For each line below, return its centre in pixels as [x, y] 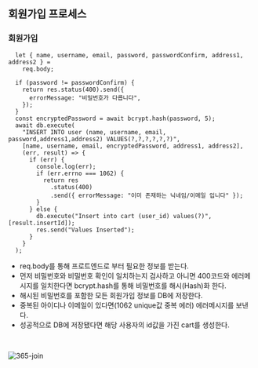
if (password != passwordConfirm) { [75, 82]
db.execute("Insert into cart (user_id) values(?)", [124, 216]
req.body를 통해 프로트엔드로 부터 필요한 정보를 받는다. [104, 266]
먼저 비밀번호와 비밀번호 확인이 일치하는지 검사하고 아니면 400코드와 [124, 275]
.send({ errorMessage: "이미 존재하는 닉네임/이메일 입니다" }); [147, 195]
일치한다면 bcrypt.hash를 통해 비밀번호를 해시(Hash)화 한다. [134, 286]
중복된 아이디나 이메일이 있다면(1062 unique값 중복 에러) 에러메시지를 [127, 305]
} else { [43, 209]
